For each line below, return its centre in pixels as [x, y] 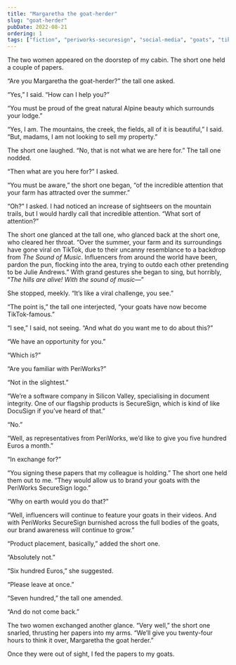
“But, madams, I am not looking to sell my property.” [83, 137]
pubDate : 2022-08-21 [38, 27]
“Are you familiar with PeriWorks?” [57, 369]
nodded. [19, 158]
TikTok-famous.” [31, 314]
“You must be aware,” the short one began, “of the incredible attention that [115, 185]
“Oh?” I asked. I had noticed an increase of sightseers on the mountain [110, 206]
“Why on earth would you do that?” [58, 502]
